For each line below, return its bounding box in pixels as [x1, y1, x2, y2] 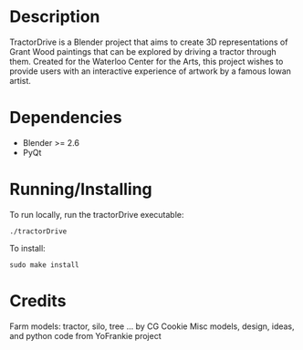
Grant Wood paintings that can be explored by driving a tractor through [9, 46, 277, 57]
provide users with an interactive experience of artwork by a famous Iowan [9, 66, 292, 77]
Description [9, 6, 100, 27]
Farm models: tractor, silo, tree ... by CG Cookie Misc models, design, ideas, [9, 321, 295, 332]
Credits [9, 291, 67, 311]
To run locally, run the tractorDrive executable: [9, 209, 184, 220]
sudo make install [9, 260, 79, 270]
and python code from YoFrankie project [9, 330, 162, 341]
